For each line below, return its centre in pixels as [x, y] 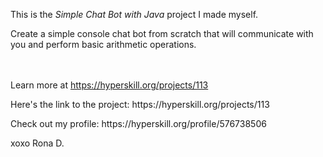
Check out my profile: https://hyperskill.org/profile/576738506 [138, 123]
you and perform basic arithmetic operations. [103, 44]
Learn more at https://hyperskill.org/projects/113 [109, 85]
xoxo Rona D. [37, 143]
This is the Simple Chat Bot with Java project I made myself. [134, 14]
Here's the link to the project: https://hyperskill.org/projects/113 [140, 104]
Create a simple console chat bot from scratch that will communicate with [162, 33]
